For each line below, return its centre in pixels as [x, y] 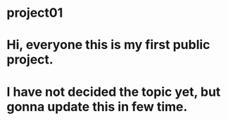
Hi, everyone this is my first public [108, 45]
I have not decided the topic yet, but [114, 92]
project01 [35, 13]
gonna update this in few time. [97, 107]
